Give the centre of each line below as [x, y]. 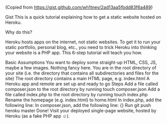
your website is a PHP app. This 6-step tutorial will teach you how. [74, 53]
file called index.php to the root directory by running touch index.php [76, 95]
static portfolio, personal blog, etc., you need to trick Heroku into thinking [81, 47]
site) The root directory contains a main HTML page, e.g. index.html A [77, 78]
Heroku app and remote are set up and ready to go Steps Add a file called [82, 84]
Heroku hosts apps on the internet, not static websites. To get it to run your [83, 42]
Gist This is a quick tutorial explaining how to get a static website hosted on [83, 17]
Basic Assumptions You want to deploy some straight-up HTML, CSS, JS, [81, 62]
